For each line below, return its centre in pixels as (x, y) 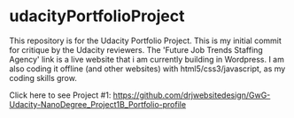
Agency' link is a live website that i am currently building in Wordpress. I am (147, 59)
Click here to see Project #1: (60, 95)
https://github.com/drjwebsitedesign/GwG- (192, 95)
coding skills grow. (43, 77)
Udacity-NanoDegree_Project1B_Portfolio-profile (98, 104)
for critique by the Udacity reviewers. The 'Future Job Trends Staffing (136, 49)
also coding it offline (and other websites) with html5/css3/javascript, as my (147, 69)
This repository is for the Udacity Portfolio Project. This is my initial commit (145, 41)
